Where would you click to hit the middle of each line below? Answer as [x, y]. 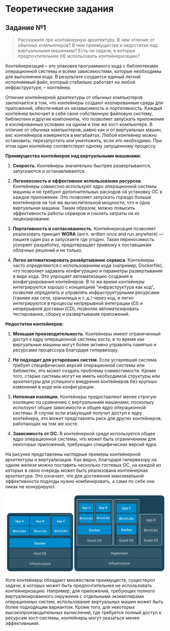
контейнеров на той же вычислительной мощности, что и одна [81, 202]
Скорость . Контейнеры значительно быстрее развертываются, [82, 166]
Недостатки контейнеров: [35, 324]
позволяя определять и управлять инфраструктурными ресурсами [86, 292]
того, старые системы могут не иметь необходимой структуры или [86, 376]
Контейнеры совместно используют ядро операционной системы [84, 186]
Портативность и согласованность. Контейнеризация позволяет [84, 229]
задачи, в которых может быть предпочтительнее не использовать [79, 585]
